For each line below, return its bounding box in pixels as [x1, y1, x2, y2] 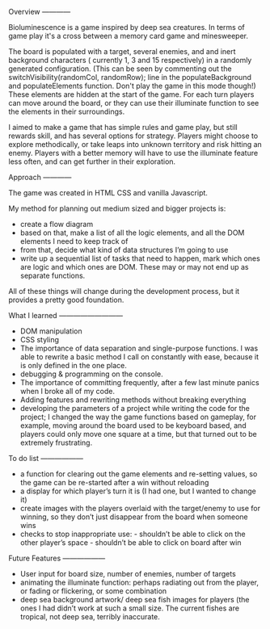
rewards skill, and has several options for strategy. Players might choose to [8, 131, 259, 140]
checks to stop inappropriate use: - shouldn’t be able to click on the [19, 529, 246, 539]
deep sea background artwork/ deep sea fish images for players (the [19, 595, 250, 604]
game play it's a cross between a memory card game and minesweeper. [8, 31, 249, 40]
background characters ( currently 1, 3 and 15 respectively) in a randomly [8, 56, 252, 65]
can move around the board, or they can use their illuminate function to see [8, 99, 259, 107]
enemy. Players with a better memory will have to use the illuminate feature [8, 149, 259, 157]
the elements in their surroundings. [8, 107, 125, 116]
